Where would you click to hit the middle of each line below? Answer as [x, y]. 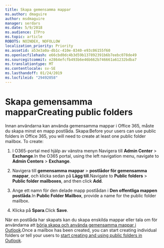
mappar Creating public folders [69, 112]
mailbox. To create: [24, 141]
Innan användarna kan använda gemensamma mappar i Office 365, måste [80, 125]
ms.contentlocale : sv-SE [30, 69]
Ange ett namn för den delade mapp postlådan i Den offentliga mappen [85, 190]
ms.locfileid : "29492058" [31, 78]
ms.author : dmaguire [26, 14]
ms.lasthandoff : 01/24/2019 [34, 73]
